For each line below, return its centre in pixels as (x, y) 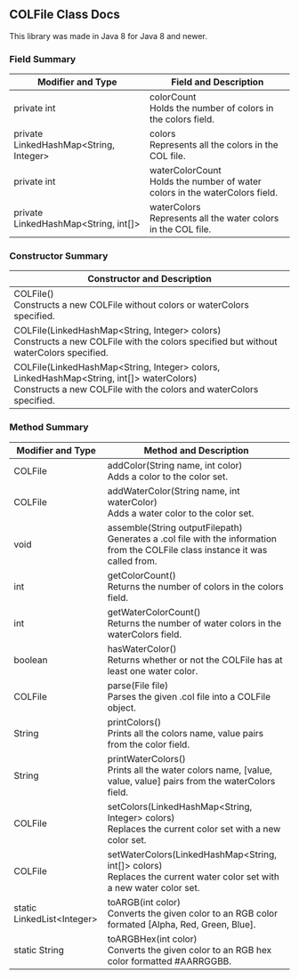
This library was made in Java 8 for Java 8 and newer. (108, 36)
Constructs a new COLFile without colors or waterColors (131, 305)
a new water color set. (154, 887)
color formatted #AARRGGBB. (170, 961)
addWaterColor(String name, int (174, 491)
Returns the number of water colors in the (194, 623)
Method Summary (49, 428)
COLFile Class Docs (65, 15)
